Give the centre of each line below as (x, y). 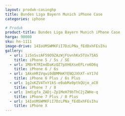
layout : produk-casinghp (31, 10)
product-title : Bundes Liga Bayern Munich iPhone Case (63, 33)
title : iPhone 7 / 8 (35, 87)
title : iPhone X (31, 106)
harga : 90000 (19, 37)
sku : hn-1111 (19, 42)
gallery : (14, 51)
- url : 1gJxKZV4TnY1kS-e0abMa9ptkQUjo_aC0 (54, 83)
